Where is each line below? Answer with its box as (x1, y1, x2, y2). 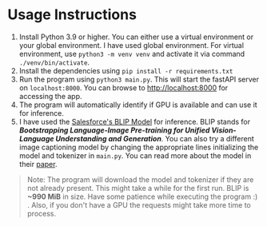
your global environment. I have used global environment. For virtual (18, 40, 245, 50)
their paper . (18, 159, 58, 169)
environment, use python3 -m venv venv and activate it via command (18, 49, 245, 58)
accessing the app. (18, 91, 82, 101)
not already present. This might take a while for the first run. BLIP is (26, 183, 249, 192)
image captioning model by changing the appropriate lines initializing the (18, 142, 259, 152)
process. (26, 208, 57, 218)
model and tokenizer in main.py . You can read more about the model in (18, 150, 252, 161)
